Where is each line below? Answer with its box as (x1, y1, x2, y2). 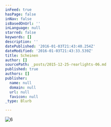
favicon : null (9, 94, 38, 99)
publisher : (5, 76, 28, 81)
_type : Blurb (5, 99, 32, 104)
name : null (9, 80, 32, 85)
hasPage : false (5, 12, 36, 17)
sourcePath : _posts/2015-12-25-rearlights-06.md (5, 62, 107, 67)
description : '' (5, 39, 38, 44)
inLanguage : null (5, 26, 41, 31)
